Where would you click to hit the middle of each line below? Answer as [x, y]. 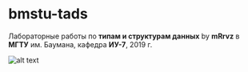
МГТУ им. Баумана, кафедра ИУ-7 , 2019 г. [80, 44]
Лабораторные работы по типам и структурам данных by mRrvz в [124, 36]
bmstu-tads [48, 14]
